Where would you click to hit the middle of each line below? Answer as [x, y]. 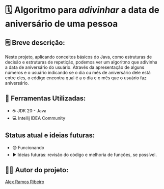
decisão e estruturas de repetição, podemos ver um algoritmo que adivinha [81, 62]
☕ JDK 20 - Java [29, 110]
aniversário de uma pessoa [61, 24]
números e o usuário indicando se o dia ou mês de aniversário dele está [78, 73]
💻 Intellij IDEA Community [39, 118]
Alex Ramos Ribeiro [25, 182]
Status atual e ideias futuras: [50, 136]
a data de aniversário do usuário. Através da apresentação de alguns [75, 67]
